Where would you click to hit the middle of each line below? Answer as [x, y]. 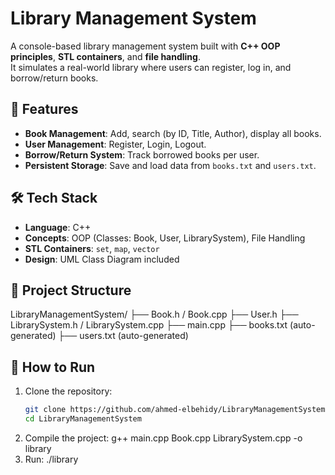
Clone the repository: [68, 391]
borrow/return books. [54, 78]
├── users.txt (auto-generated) [123, 336]
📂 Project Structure [71, 290]
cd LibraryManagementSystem [83, 419]
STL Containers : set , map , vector [92, 248]
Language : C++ [58, 227]
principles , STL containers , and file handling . [105, 56]
